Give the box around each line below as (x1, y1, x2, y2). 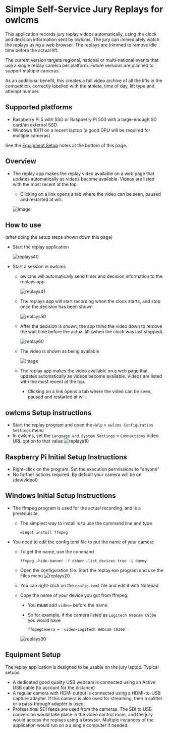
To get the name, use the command (20, 548, 94, 554)
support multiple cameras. (5, 67, 60, 74)
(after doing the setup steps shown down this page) (5, 234, 113, 240)
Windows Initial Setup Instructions (5, 492, 116, 500)
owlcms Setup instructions (5, 408, 92, 417)
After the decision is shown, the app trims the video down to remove (20, 323, 162, 329)
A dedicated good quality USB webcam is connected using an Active (12, 679, 156, 685)
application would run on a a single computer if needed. (12, 722, 129, 728)
